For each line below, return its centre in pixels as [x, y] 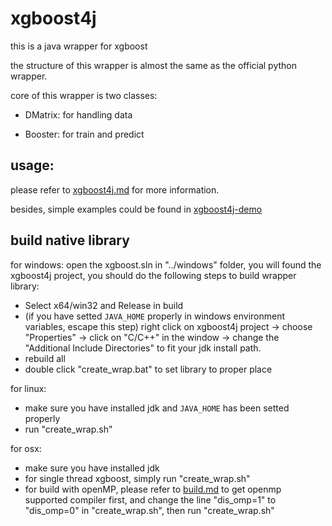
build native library [70, 240]
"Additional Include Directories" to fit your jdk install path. [143, 348]
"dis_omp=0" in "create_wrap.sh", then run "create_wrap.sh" [149, 510]
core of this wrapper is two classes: [84, 95]
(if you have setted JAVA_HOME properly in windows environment [155, 316]
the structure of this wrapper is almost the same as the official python [153, 65]
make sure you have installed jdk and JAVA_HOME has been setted [157, 408]
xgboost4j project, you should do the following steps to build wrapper [153, 275]
